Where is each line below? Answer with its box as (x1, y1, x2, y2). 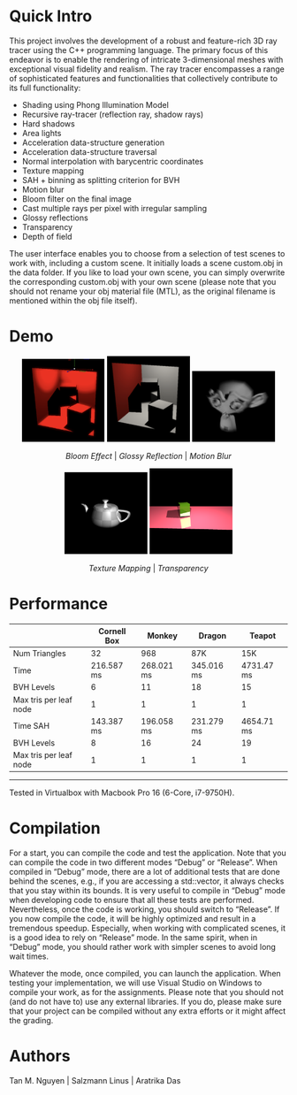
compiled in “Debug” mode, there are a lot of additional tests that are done (9, 866, 281, 877)
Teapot (248, 631, 277, 641)
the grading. (9, 1015, 54, 1025)
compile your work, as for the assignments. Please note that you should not (9, 986, 285, 997)
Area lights (21, 127, 62, 138)
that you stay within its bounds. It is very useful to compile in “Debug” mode (9, 884, 286, 895)
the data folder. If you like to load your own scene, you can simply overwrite (9, 267, 286, 278)
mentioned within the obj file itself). (9, 295, 138, 306)
